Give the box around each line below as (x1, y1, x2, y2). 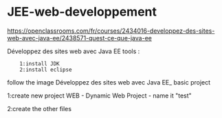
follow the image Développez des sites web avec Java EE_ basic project (7, 78, 211, 86)
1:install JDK (19, 60, 60, 67)
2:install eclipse (19, 66, 72, 73)
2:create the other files (7, 104, 72, 113)
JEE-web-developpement (7, 4, 157, 20)
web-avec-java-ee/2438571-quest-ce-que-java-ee (7, 33, 153, 42)
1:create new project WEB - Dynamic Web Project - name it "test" (7, 91, 192, 100)
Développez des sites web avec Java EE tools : (7, 47, 140, 55)
